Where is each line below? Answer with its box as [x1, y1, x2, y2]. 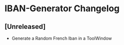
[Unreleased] [4, 22, 46, 31]
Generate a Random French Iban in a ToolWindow [11, 35, 112, 41]
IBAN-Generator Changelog [4, 3, 120, 14]
